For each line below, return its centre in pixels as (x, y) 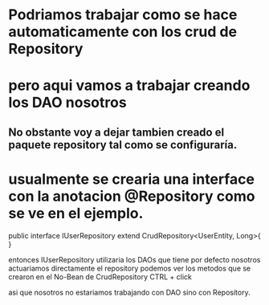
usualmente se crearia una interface (132, 179)
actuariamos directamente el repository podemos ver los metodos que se (130, 268)
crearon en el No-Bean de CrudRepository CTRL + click (100, 277)
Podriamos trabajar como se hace (123, 15)
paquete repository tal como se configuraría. (123, 145)
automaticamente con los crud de (123, 32)
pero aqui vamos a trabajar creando (129, 85)
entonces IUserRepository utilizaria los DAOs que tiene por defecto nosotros (134, 259)
